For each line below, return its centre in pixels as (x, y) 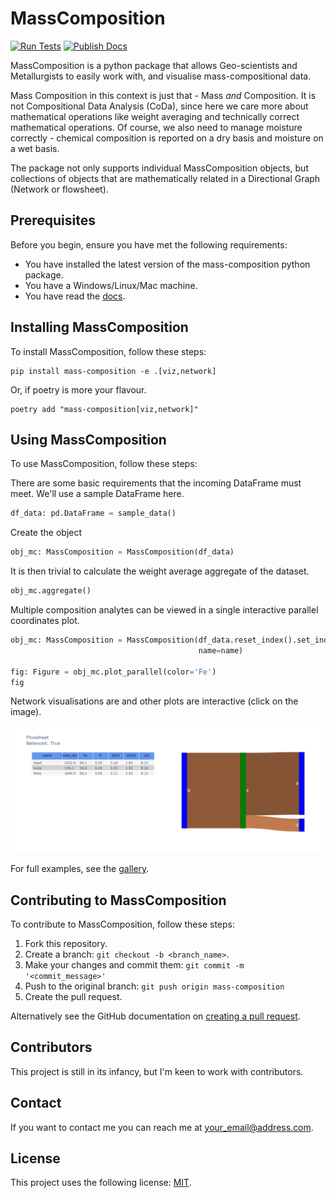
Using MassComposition (88, 439)
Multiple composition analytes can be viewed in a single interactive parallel (164, 610)
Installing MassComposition (99, 327)
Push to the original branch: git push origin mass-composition (154, 986)
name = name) (221, 650)
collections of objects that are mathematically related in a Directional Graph (165, 178)
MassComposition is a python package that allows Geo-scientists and (154, 65)
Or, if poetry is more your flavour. (78, 389)
